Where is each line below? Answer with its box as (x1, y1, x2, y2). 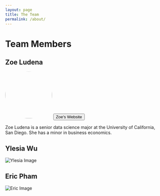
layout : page (5, 7, 32, 12)
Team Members (5, 38, 71, 49)
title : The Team (5, 12, 39, 17)
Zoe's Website (55, 114, 82, 120)
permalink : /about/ (5, 16, 46, 21)
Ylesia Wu (5, 144, 38, 152)
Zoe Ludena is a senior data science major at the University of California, (5, 124, 155, 130)
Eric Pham (5, 172, 37, 180)
